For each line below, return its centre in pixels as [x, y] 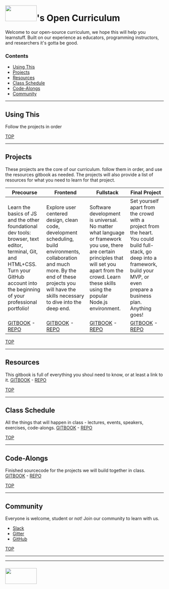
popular [99, 296]
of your [16, 296]
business [141, 296]
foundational [23, 226]
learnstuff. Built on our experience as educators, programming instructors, [82, 37]
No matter [101, 226]
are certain [102, 251]
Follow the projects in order [33, 127]
